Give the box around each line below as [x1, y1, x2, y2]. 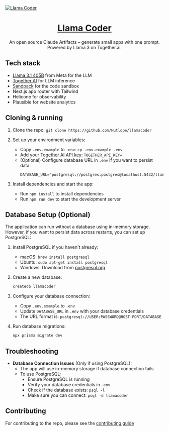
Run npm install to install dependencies [20, 190, 104, 196]
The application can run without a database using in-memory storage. [5, 224, 150, 230]
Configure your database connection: [12, 293, 91, 299]
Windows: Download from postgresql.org [20, 265, 106, 271]
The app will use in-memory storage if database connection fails [20, 365, 154, 371]
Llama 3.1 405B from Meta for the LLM [12, 72, 92, 78]
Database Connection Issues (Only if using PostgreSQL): [12, 360, 132, 366]
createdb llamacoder [12, 284, 56, 289]
